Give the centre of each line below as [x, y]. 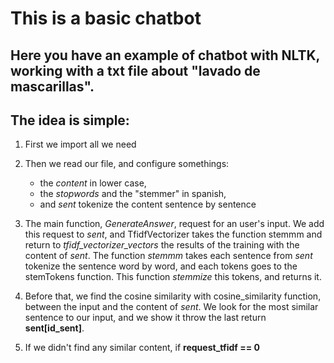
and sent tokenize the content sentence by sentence [148, 204]
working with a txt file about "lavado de [135, 70]
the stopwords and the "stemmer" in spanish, [133, 194]
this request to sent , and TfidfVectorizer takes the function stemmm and [173, 234]
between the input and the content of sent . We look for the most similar [171, 307]
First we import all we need [80, 144]
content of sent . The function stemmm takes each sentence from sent [168, 256]
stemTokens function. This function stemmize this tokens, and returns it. [173, 277]
